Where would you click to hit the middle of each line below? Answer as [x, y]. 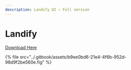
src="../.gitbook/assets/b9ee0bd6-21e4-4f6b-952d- [73, 57]
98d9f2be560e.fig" [25, 62]
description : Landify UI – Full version [47, 10]
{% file [12, 57]
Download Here [21, 47]
